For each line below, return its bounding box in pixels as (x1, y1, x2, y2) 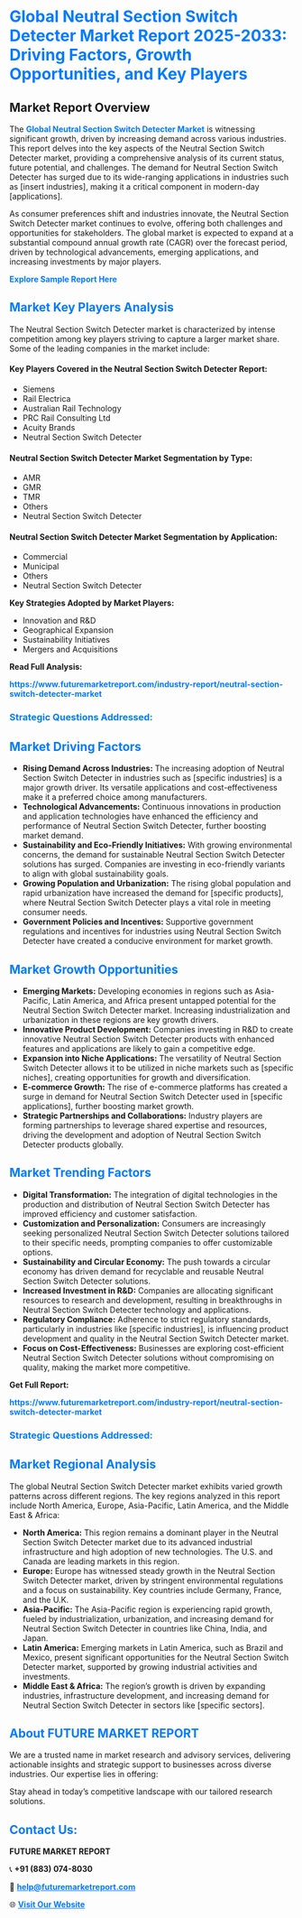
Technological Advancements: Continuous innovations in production (22, 801, 281, 812)
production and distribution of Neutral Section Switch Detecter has (22, 1199, 270, 1209)
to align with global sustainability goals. (22, 868, 169, 879)
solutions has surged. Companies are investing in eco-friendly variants (22, 859, 286, 870)
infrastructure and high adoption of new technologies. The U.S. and (22, 1546, 273, 1557)
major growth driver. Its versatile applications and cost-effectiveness (22, 783, 278, 793)
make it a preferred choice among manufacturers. (22, 792, 207, 802)
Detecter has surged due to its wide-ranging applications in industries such (9, 171, 289, 182)
